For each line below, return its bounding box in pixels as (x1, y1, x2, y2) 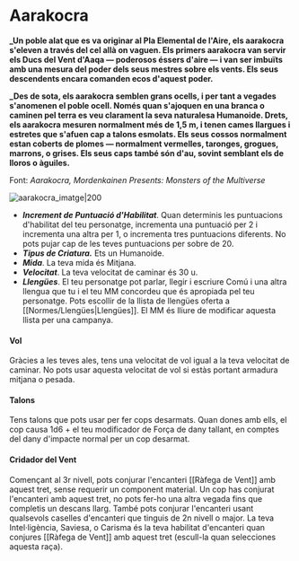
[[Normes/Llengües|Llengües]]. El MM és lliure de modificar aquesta (22, 304, 277, 315)
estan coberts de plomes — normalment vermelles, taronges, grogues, (9, 138, 279, 149)
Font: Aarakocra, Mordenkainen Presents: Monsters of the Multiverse (9, 174, 266, 185)
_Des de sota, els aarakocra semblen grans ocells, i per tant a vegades (9, 91, 277, 101)
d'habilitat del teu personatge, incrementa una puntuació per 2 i (22, 219, 259, 230)
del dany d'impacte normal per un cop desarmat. (9, 434, 190, 444)
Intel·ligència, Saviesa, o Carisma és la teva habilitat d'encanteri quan (9, 522, 266, 532)
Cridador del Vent (9, 454, 77, 465)
